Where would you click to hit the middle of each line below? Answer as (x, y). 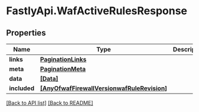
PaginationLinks (63, 59)
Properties (26, 33)
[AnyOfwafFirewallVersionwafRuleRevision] (104, 88)
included (22, 88)
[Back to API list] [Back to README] (50, 103)
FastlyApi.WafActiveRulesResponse (97, 11)
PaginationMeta (63, 69)
